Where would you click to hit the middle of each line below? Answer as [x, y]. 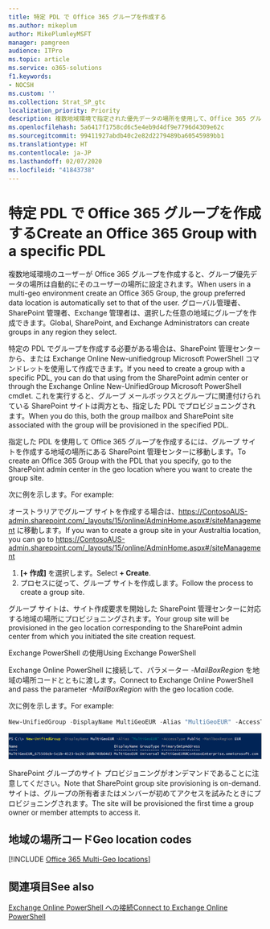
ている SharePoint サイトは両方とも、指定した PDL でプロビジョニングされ [132, 406]
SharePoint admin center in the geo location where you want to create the [131, 469]
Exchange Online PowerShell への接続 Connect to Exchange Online [118, 908]
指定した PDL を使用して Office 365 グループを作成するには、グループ [124, 442]
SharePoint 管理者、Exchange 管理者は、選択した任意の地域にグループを [129, 313]
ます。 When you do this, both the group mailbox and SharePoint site [121, 416]
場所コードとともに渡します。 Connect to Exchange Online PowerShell [138, 680]
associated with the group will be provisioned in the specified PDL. [119, 425]
